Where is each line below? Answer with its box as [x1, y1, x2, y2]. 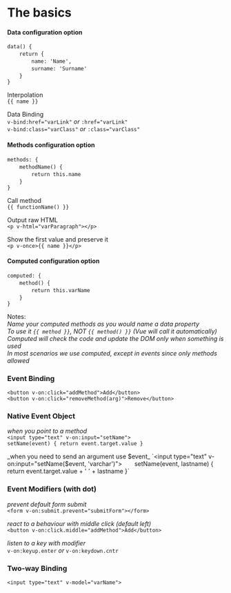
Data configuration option [7, 28, 83, 36]
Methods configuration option [7, 140, 95, 149]
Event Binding [7, 373, 55, 383]
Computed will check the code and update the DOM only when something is [7, 334, 224, 342]
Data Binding [7, 110, 44, 119]
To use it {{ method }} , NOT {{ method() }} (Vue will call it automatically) [7, 327, 217, 336]
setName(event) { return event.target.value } [7, 440, 143, 447]
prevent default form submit [7, 500, 87, 508]
